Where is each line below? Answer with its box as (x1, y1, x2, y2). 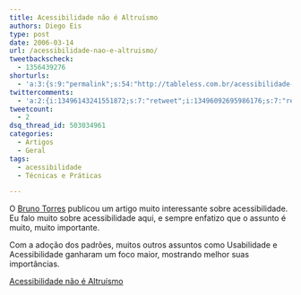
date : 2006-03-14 (9, 38, 74, 47)
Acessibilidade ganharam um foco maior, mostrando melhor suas (9, 249, 249, 260)
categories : (9, 130, 54, 139)
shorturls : (9, 72, 50, 80)
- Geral (17, 146, 47, 155)
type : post (9, 29, 50, 38)
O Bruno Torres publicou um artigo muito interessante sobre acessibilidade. (9, 203, 288, 215)
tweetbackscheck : (9, 55, 74, 63)
